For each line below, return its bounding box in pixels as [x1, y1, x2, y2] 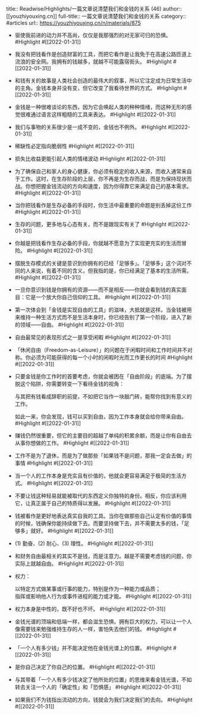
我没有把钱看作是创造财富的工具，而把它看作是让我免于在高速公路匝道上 [14, 51, 192, 58]
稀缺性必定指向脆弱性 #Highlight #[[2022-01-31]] [14, 142, 135, 149]
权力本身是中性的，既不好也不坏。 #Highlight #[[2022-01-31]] [14, 605, 166, 612]
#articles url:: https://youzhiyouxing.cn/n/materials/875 [6, 20, 141, 26]
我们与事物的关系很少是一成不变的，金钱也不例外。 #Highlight [14, 124, 167, 130]
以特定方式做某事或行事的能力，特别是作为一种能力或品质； [14, 585, 161, 592]
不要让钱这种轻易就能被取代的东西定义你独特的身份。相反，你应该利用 [14, 492, 187, 499]
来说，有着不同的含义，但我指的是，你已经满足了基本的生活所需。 [30, 267, 192, 274]
